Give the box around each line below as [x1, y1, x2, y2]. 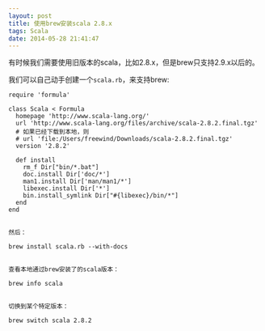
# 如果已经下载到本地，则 [15, 128, 90, 136]
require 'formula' [8, 91, 70, 100]
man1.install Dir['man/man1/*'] [23, 177, 132, 186]
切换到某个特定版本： [8, 303, 69, 311]
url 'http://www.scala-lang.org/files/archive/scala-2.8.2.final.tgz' [15, 119, 259, 128]
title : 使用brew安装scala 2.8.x [8, 19, 113, 28]
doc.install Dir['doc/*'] [23, 171, 111, 179]
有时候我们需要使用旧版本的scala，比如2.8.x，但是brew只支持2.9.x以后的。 [8, 57, 260, 67]
